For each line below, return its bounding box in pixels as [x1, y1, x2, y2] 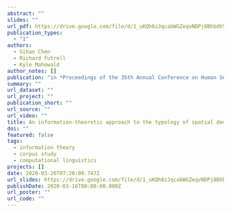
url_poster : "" [7, 189, 51, 196]
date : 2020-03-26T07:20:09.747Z [7, 170, 100, 177]
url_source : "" [7, 106, 51, 113]
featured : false [7, 131, 54, 138]
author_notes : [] [7, 67, 57, 74]
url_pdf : [7, 23, 32, 30]
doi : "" [7, 125, 30, 132]
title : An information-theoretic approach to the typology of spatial [7, 118, 214, 126]
